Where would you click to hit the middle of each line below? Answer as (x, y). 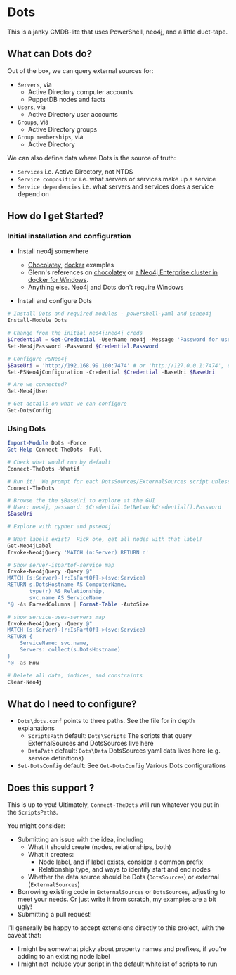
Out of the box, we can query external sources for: (80, 70)
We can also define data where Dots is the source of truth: (92, 158)
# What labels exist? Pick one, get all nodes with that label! (105, 539)
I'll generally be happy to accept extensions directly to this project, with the (116, 928)
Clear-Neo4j (25, 682)
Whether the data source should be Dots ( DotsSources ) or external (124, 877)
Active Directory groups (62, 129)
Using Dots (26, 428)
